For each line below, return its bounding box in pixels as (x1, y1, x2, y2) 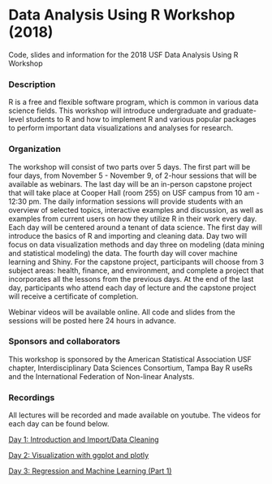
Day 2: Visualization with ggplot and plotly (8, 451, 149, 460)
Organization (8, 144, 61, 155)
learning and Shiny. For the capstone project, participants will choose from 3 (8, 257, 265, 266)
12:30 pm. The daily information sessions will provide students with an (8, 197, 244, 206)
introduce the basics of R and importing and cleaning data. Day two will (8, 231, 248, 240)
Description (8, 79, 56, 90)
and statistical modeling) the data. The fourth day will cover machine (8, 248, 238, 257)
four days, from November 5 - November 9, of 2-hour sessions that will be (8, 171, 257, 180)
